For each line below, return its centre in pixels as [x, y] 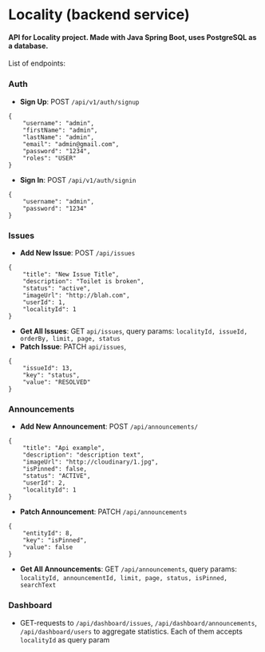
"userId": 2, [44, 483]
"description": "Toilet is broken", [84, 281]
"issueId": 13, [48, 368]
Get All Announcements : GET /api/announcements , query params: [128, 569]
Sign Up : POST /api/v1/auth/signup [79, 101]
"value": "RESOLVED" [57, 382]
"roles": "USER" [50, 158]
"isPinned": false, [55, 469]
